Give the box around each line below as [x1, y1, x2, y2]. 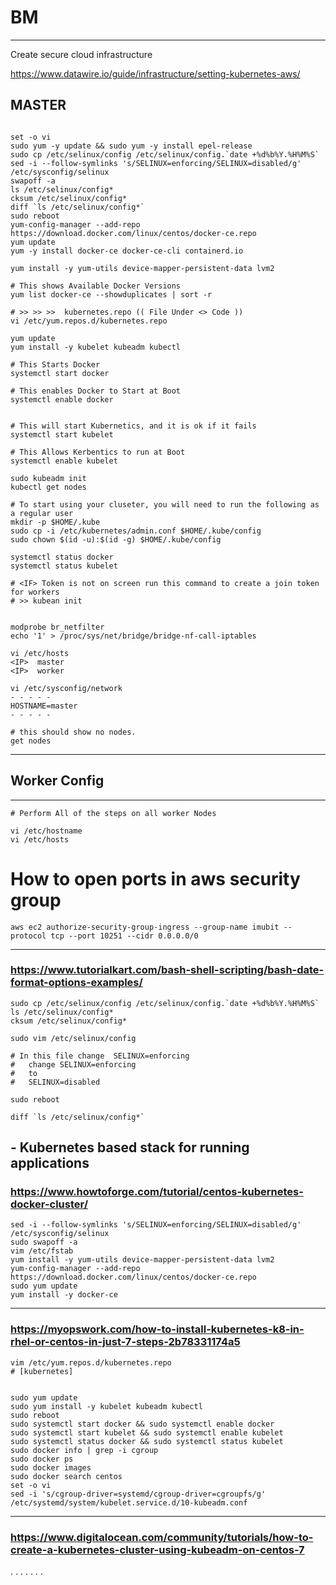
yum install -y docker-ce [10, 1290, 118, 1300]
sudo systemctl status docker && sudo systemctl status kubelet [10, 1436, 284, 1446]
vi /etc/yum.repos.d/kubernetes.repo [10, 316, 168, 326]
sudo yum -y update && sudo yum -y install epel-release [10, 141, 253, 151]
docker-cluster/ [10, 1197, 89, 1211]
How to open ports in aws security [10, 867, 301, 890]
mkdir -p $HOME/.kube [10, 517, 101, 527]
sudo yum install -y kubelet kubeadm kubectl [10, 1401, 203, 1411]
